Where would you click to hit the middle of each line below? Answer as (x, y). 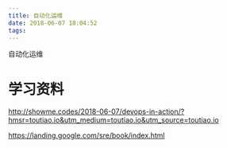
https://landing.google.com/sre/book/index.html (87, 135)
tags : (17, 30)
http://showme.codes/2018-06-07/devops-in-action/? (96, 111)
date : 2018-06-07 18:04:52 (53, 23)
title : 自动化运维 (36, 16)
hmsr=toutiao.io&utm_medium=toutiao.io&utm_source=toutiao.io (114, 120)
